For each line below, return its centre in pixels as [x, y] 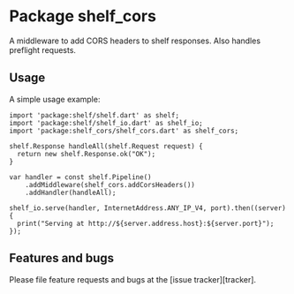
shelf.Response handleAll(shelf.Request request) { [106, 146]
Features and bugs [62, 258]
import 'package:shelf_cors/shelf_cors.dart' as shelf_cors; [124, 131]
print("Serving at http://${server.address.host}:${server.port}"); [146, 223]
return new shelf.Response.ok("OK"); [87, 154]
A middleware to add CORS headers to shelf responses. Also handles [135, 41]
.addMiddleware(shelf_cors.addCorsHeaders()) [110, 185]
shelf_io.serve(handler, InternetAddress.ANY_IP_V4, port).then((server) [148, 208]
